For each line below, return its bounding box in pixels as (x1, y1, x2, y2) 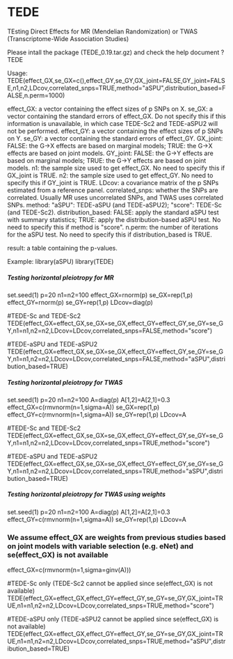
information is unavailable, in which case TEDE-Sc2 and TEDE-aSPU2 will (7, 119, 218, 127)
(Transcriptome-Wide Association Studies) (7, 34, 129, 42)
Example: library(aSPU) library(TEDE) (7, 257, 114, 265)
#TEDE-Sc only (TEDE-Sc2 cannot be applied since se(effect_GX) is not (7, 579, 214, 588)
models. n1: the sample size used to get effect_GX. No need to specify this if (7, 164, 225, 172)
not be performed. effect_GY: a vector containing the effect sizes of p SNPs (7, 127, 224, 135)
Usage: (7, 69, 28, 77)
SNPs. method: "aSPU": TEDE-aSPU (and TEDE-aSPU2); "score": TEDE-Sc (7, 200, 223, 209)
